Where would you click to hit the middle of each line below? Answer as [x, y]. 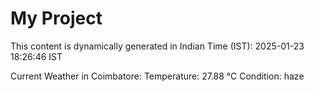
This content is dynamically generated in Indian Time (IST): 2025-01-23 [157, 46]
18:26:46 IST [36, 56]
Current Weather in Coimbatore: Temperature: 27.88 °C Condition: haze [157, 76]
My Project [56, 18]
